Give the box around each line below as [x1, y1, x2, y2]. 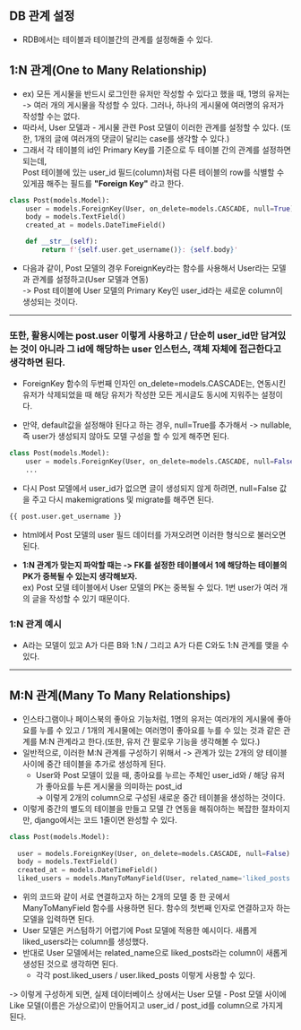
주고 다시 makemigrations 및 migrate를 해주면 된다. [31, 494, 214, 505]
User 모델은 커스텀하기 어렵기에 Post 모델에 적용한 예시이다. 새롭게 [21, 925, 257, 936]
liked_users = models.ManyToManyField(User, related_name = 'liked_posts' [17, 874, 295, 883]
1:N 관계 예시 [9, 618, 62, 630]
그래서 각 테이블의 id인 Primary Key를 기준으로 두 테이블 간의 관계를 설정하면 [21, 144, 291, 155]
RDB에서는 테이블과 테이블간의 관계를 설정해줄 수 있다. [21, 34, 213, 45]
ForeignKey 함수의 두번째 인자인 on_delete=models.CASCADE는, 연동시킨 [21, 378, 287, 389]
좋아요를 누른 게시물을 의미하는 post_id [45, 781, 183, 792]
